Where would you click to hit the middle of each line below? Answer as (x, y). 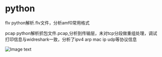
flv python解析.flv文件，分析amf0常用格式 (47, 23)
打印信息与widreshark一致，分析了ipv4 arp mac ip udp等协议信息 (71, 39)
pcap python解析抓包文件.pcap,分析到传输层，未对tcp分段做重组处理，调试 (81, 33)
